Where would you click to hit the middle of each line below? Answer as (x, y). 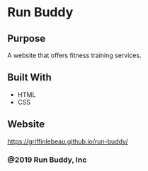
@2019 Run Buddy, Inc (47, 160)
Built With (29, 77)
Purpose (27, 39)
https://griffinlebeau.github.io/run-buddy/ (68, 141)
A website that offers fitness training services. (74, 55)
